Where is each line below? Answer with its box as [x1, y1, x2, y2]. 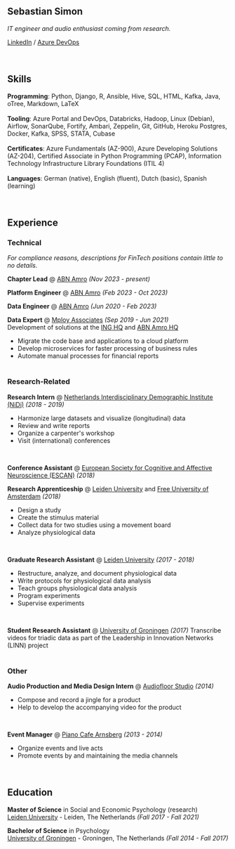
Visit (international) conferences [17, 436, 111, 445]
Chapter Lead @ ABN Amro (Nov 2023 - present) [7, 275, 151, 283]
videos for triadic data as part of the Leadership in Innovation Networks [7, 633, 214, 642]
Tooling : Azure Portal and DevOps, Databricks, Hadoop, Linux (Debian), [7, 114, 215, 122]
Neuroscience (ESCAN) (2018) [7, 471, 95, 479]
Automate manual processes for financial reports [17, 351, 159, 361]
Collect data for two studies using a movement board [17, 520, 171, 529]
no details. [7, 261, 38, 270]
